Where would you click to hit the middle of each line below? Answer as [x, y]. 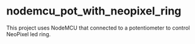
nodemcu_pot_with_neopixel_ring [94, 11]
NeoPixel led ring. [29, 34]
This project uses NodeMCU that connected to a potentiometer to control [98, 28]
